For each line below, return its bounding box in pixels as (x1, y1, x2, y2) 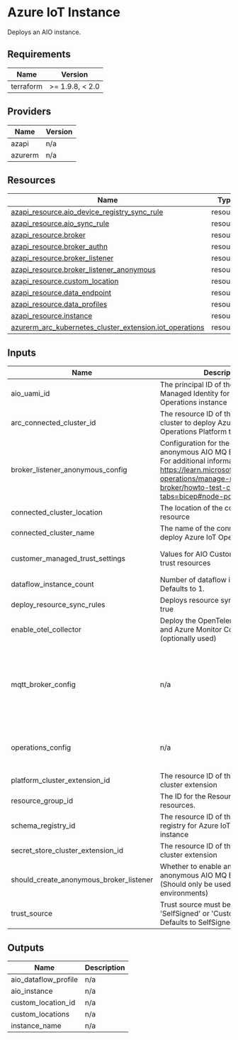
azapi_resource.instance (11, 311, 93, 321)
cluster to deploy (159, 418, 216, 428)
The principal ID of (159, 380, 222, 390)
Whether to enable (159, 862, 222, 872)
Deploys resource (159, 596, 220, 606)
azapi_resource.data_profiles (11, 300, 108, 310)
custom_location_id (11, 998, 76, 1007)
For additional (159, 456, 205, 466)
